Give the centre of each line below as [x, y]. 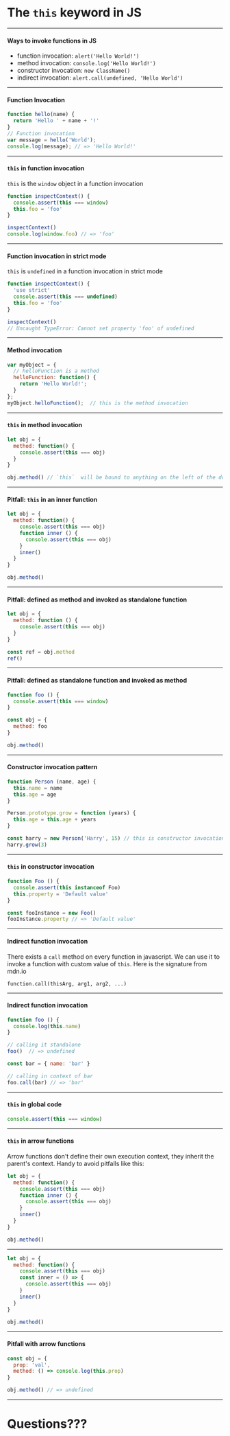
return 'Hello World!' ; [53, 384]
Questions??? [47, 1424]
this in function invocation [46, 168]
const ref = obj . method [41, 652]
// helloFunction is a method [56, 371]
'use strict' [32, 290]
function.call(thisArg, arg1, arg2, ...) [67, 983]
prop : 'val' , [32, 1365]
